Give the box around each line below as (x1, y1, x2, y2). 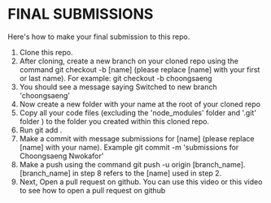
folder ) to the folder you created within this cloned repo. (19, 116, 209, 126)
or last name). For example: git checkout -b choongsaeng (19, 73, 212, 83)
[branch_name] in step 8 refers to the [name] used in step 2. (19, 168, 222, 178)
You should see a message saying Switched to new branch (19, 82, 217, 92)
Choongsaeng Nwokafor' (19, 151, 104, 161)
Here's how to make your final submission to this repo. (7, 32, 190, 41)
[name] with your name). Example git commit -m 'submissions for (19, 142, 239, 152)
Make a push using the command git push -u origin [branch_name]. (19, 159, 246, 169)
